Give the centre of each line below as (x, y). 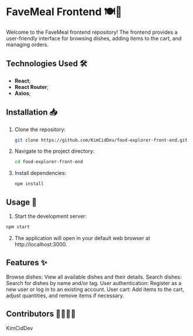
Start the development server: (51, 216)
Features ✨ (27, 263)
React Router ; (31, 87)
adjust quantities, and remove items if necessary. (65, 295)
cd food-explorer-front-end (49, 162)
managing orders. (27, 44)
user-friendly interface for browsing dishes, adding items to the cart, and (94, 38)
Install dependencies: (40, 173)
